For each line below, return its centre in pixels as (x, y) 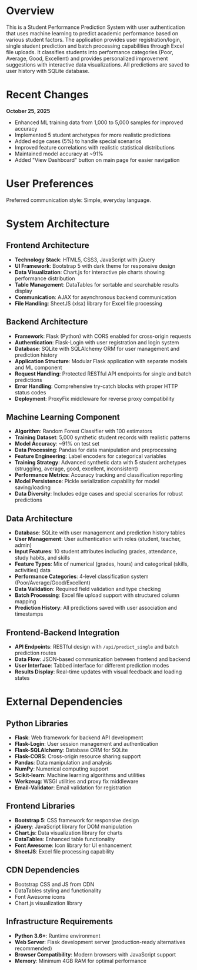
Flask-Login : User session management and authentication (86, 744)
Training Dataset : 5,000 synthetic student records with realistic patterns (102, 437)
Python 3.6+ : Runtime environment (57, 936)
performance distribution (45, 278)
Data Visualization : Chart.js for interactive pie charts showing (90, 272)
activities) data (33, 570)
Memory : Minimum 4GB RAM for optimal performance (81, 961)
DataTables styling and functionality (58, 891)
